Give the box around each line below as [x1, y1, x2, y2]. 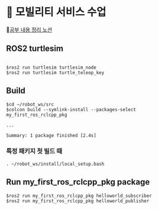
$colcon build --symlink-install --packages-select [6, 106, 136, 112]
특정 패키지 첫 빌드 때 [6, 147, 62, 156]
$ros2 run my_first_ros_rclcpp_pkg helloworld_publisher [6, 198, 150, 204]
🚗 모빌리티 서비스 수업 [6, 5, 107, 19]
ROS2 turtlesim [6, 44, 64, 54]
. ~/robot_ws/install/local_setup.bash [6, 161, 105, 167]
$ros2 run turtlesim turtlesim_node [6, 64, 96, 70]
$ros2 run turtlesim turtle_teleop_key [6, 69, 105, 76]
